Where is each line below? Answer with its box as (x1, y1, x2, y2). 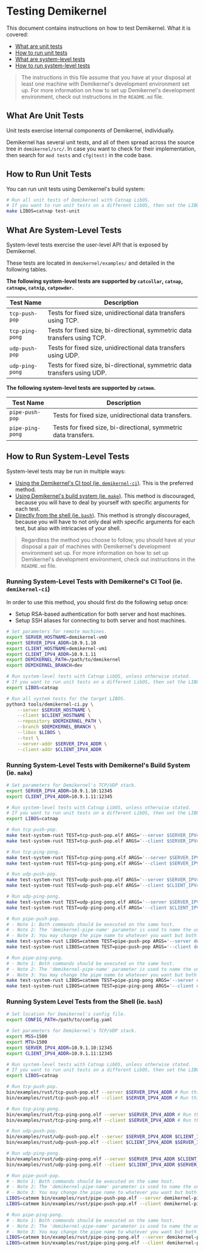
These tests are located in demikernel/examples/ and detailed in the (6, 259, 175, 267)
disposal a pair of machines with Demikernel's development (21, 542, 171, 550)
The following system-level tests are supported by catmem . (6, 384, 156, 391)
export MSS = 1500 (6, 1033, 47, 1039)
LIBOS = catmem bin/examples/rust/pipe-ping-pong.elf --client (6, 1240, 165, 1246)
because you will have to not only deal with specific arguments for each (15, 518, 195, 525)
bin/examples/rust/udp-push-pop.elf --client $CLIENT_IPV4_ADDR (6, 1140, 172, 1146)
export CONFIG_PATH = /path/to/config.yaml (6, 1017, 113, 1023)
